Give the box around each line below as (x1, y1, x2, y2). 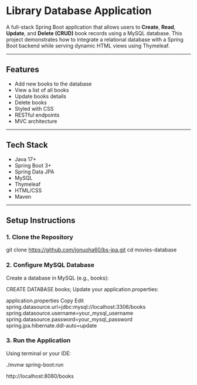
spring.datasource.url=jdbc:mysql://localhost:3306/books (6, 303, 146, 310)
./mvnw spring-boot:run (6, 361, 64, 368)
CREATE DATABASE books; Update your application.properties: (6, 285, 159, 292)
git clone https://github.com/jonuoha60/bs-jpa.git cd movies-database (6, 246, 177, 253)
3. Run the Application (6, 336, 71, 345)
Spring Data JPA (14, 168, 55, 175)
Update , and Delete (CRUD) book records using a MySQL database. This (6, 29, 183, 36)
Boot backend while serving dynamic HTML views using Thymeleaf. (6, 42, 170, 49)
